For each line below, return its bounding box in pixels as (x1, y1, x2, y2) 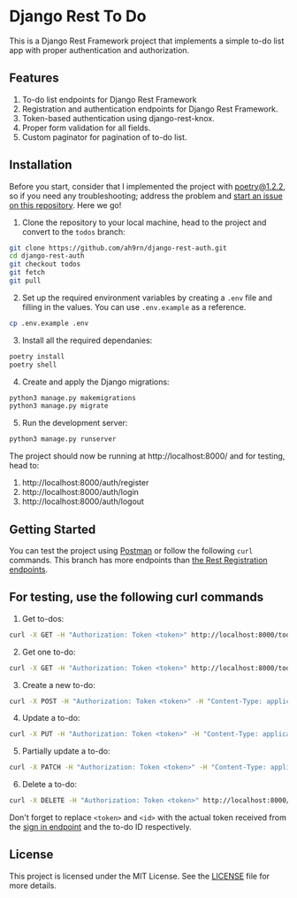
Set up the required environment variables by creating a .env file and (21, 292, 272, 303)
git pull (9, 276, 42, 285)
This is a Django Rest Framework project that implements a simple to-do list (9, 35, 285, 46)
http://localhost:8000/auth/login (21, 487, 140, 498)
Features (9, 71, 59, 86)
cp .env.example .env (9, 319, 89, 328)
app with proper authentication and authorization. (9, 44, 190, 55)
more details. (9, 879, 57, 891)
